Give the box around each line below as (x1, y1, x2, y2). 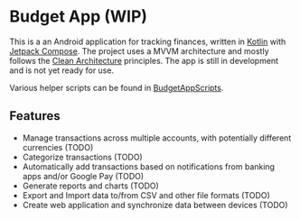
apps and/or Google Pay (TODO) (22, 170, 145, 181)
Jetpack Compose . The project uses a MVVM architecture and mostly (9, 45, 269, 56)
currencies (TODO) (22, 141, 94, 152)
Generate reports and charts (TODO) (22, 180, 160, 191)
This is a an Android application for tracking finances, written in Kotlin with (9, 36, 286, 47)
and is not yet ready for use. (9, 65, 115, 76)
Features (9, 108, 61, 123)
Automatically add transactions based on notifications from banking (22, 160, 276, 172)
